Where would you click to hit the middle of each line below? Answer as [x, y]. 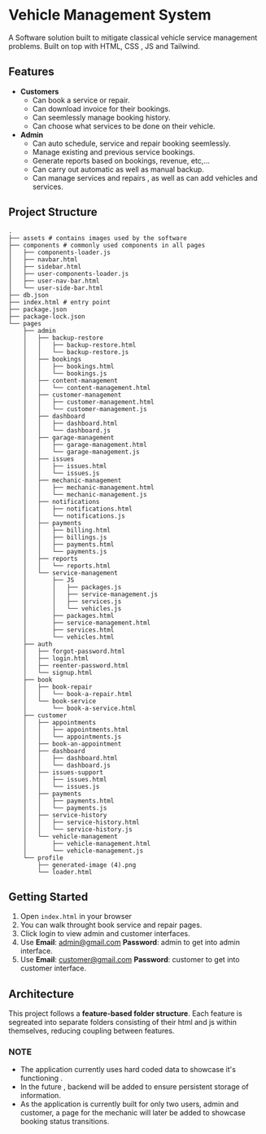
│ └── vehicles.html [69, 637]
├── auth [38, 644]
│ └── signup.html [58, 672]
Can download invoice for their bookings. [101, 108]
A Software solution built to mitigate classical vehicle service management [133, 37]
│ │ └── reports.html [67, 566]
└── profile [43, 858]
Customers [39, 91]
